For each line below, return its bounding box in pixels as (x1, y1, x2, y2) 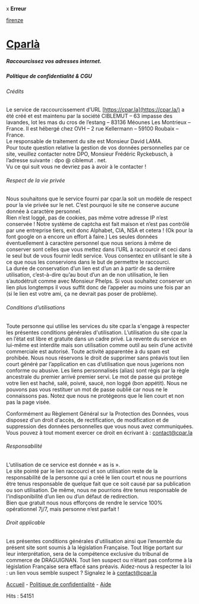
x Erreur (6, 5, 27, 12)
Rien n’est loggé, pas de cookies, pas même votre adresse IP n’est (6, 214, 168, 221)
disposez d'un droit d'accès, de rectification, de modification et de (6, 416, 169, 423)
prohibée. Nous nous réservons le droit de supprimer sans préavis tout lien (6, 354, 189, 361)
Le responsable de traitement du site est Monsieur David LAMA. (6, 138, 163, 145)
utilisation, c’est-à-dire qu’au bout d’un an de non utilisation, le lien (6, 271, 169, 278)
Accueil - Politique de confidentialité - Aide (6, 581, 112, 588)
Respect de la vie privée (6, 176, 65, 184)
